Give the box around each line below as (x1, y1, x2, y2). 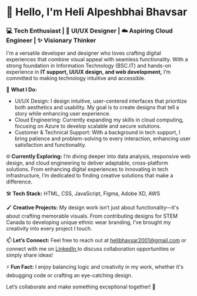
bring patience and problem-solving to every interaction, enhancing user (14, 135, 191, 142)
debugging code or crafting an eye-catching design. (6, 272, 133, 279)
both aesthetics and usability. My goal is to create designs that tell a (14, 104, 179, 111)
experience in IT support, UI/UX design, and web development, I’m (6, 68, 171, 75)
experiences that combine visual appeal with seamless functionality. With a (6, 56, 188, 63)
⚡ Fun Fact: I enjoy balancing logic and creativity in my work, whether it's (6, 264, 184, 271)
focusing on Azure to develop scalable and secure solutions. (14, 123, 162, 130)
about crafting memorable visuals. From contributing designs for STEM (6, 212, 178, 220)
